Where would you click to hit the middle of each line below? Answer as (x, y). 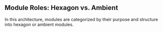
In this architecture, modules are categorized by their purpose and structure (81, 19)
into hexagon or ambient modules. (39, 24)
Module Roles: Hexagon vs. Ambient (61, 8)
